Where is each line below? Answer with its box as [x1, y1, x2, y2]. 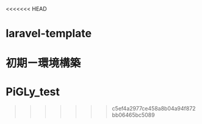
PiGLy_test [5, 85, 60, 98]
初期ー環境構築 [5, 56, 81, 70]
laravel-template [5, 27, 92, 40]
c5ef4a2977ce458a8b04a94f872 [112, 105, 196, 112]
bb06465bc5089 [112, 111, 155, 119]
